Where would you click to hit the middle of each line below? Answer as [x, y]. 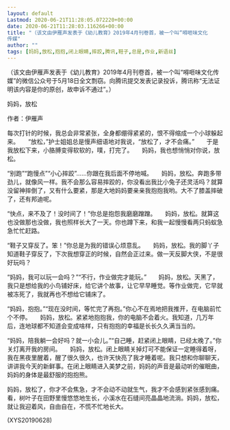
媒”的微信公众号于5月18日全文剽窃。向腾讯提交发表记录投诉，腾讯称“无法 [111, 80]
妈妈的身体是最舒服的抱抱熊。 [49, 374]
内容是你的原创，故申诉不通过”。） [67, 89]
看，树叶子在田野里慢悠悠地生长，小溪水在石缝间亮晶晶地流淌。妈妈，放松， [115, 398]
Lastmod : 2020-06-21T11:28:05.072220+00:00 [70, 20]
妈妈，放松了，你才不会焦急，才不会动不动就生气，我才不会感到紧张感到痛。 [114, 389]
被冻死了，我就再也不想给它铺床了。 [58, 294]
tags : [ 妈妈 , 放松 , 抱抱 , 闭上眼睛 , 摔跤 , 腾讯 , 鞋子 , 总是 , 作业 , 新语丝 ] [92, 52]
